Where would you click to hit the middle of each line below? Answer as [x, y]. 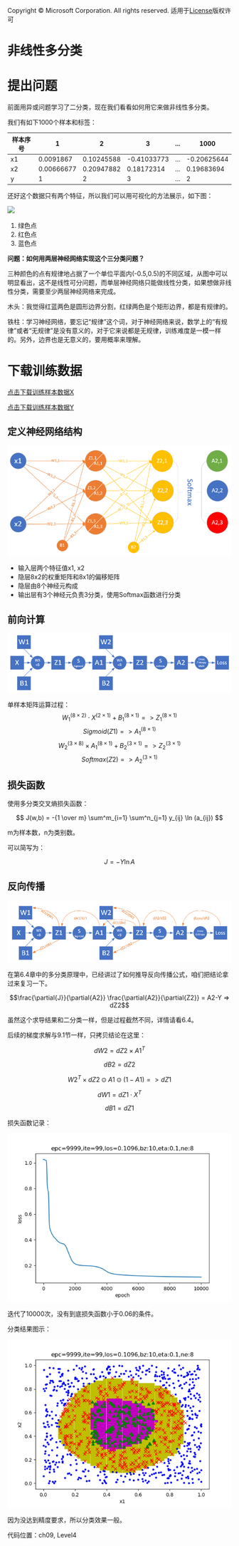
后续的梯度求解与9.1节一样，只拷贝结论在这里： [76, 1035]
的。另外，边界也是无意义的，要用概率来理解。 [76, 339]
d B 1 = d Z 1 [119, 1108]
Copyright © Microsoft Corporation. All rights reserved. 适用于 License [110, 10]
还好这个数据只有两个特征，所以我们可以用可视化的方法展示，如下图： [110, 195]
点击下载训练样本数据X [41, 392]
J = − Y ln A [119, 862]
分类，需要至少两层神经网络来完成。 [66, 291]
